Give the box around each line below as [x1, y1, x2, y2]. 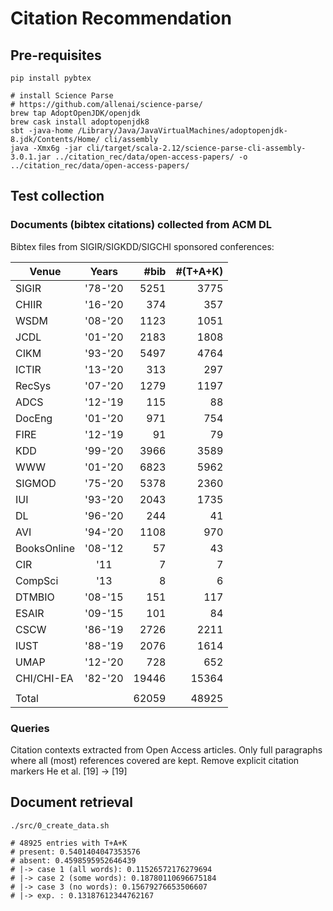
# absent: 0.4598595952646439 [10, 855, 137, 866]
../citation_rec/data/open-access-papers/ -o [54, 152, 248, 162]
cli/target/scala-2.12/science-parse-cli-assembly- [86, 143, 307, 153]
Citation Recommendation [10, 7, 232, 30]
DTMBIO [15, 590, 55, 604]
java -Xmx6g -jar [10, 143, 83, 153]
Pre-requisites [10, 47, 102, 64]
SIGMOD [15, 476, 57, 490]
